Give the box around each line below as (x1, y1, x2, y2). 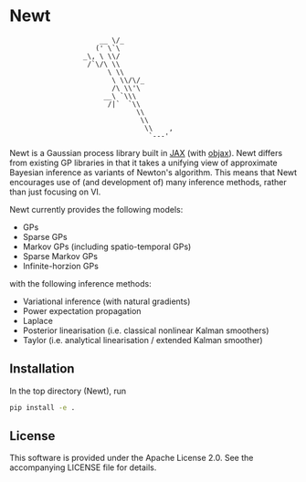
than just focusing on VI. (9, 186, 101, 197)
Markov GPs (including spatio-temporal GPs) (22, 241, 192, 252)
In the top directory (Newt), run (9, 385, 127, 396)
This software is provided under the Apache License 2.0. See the (9, 453, 254, 464)
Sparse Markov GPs (22, 250, 99, 261)
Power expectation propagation (22, 305, 142, 316)
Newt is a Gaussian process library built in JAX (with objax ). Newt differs (9, 147, 283, 158)
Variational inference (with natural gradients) (22, 296, 191, 307)
